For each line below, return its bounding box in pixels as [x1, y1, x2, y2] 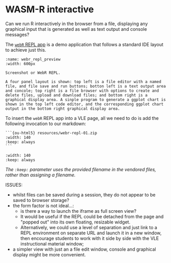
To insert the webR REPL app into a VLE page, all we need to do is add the [5, 115, 159, 121]
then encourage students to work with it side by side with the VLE [20, 235, 159, 241]
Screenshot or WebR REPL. [5, 70, 60, 75]
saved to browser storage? [12, 197, 70, 203]
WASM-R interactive [5, 4, 94, 15]
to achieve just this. [5, 47, 47, 53]
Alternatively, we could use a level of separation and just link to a [20, 224, 158, 230]
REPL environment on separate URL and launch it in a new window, [20, 230, 162, 236]
